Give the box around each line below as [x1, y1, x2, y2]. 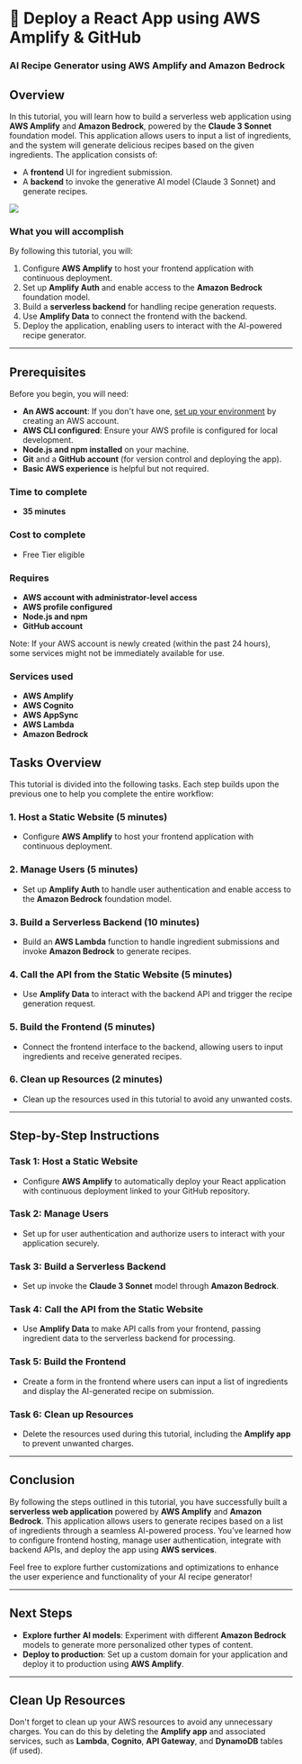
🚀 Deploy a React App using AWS [9, 8, 261, 29]
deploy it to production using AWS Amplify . [22, 1658, 184, 1669]
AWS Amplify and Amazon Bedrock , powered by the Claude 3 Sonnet [9, 121, 272, 131]
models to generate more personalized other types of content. [22, 1639, 253, 1650]
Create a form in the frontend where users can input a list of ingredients [22, 1376, 289, 1387]
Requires [9, 571, 49, 584]
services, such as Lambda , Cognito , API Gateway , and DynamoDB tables [9, 1736, 283, 1747]
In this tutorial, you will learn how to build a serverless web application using [9, 111, 292, 121]
